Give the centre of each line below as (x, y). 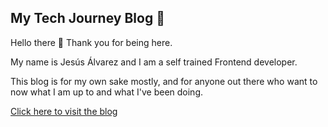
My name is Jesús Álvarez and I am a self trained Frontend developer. (154, 62)
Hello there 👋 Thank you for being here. (91, 42)
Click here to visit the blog (64, 111)
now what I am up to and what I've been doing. (107, 92)
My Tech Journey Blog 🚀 (87, 18)
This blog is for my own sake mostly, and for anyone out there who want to (164, 81)
